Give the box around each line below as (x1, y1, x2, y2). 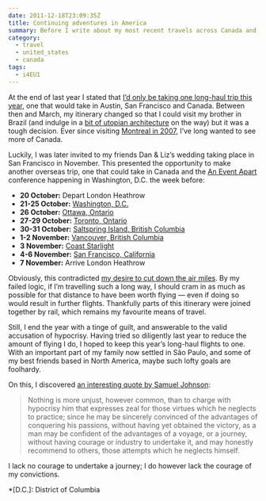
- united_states (15, 48, 69, 56)
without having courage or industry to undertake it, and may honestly (27, 437, 253, 446)
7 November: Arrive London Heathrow (19, 258, 146, 267)
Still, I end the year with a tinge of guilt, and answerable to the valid (8, 322, 228, 331)
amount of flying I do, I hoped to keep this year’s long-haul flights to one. (8, 338, 245, 349)
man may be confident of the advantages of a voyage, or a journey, (27, 429, 248, 438)
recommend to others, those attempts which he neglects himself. (27, 446, 240, 455)
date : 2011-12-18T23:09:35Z (8, 11, 101, 20)
